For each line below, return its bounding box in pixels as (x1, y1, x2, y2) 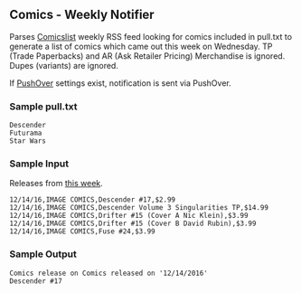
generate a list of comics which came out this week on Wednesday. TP (9, 41, 273, 52)
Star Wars (9, 137, 47, 146)
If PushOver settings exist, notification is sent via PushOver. (9, 77, 232, 89)
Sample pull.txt (9, 99, 79, 112)
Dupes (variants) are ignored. (9, 60, 119, 71)
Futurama (9, 128, 42, 138)
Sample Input (9, 157, 70, 170)
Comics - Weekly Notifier (9, 7, 155, 23)
